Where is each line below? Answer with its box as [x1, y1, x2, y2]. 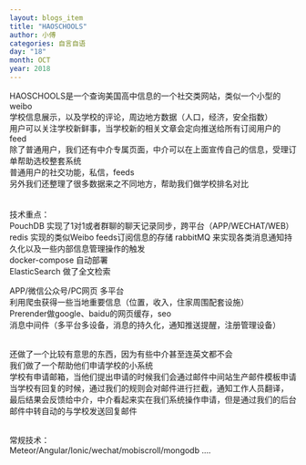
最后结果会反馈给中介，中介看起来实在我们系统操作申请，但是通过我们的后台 [9, 394, 297, 405]
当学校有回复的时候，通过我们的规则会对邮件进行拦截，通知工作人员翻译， [9, 382, 289, 393]
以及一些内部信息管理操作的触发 [25, 243, 146, 253]
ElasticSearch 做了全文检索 [9, 265, 111, 276]
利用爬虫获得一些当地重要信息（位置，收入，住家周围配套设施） [9, 296, 249, 307]
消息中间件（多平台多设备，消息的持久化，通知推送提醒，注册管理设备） [9, 319, 280, 330]
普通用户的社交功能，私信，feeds [9, 166, 135, 178]
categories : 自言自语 [9, 38, 87, 48]
